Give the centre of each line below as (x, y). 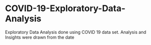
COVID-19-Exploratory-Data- (65, 8)
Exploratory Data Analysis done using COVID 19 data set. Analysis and (76, 32)
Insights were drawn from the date (40, 37)
